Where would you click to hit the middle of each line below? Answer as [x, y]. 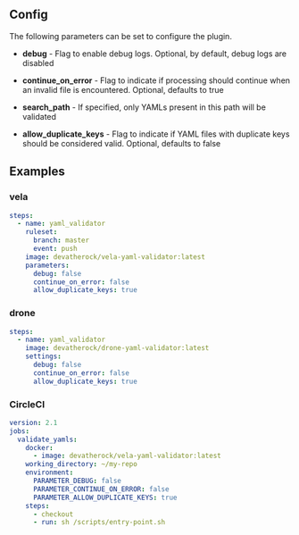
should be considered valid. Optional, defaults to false [121, 143]
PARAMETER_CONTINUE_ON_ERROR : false [101, 489]
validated [39, 116]
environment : [50, 472]
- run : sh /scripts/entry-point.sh [99, 522]
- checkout [53, 514]
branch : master [61, 240]
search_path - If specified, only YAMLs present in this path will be [144, 107]
